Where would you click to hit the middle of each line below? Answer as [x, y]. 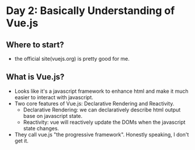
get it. [22, 141]
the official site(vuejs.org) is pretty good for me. [72, 59]
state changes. [41, 128]
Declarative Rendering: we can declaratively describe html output [102, 110]
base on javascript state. [53, 116]
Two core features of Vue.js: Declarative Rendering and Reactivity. [94, 103]
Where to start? [35, 45]
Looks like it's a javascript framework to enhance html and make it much [101, 91]
